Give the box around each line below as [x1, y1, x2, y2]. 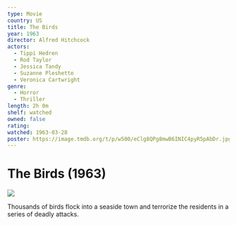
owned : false [7, 115, 46, 122]
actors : [7, 43, 30, 50]
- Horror [13, 89, 39, 96]
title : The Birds [7, 23, 59, 30]
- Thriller [13, 96, 46, 103]
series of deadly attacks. [7, 210, 79, 219]
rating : [7, 122, 30, 129]
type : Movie [7, 10, 42, 18]
